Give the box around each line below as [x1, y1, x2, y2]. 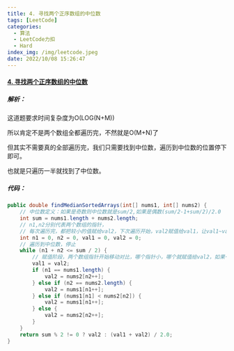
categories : [7, 23, 42, 30]
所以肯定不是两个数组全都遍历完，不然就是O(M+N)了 [7, 129, 159, 137]
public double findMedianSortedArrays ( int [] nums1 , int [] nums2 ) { [7, 202, 208, 209]
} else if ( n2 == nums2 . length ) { [32, 279, 132, 286]
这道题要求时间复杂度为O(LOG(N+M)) [7, 114, 115, 122]
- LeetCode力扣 [13, 36, 56, 43]
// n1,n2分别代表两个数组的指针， [19, 221, 107, 228]
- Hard [13, 42, 33, 49]
